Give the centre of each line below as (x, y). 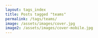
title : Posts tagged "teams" (36, 14)
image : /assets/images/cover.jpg (40, 23)
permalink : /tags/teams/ (31, 19)
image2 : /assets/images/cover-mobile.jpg (49, 28)
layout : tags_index (26, 10)
